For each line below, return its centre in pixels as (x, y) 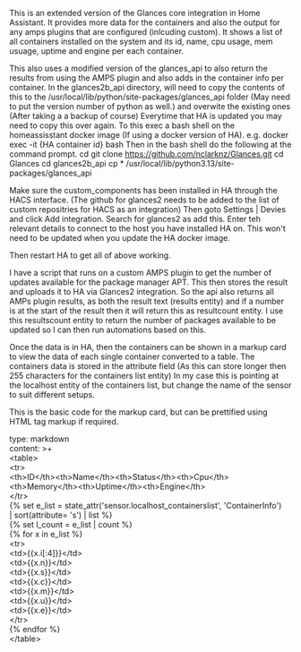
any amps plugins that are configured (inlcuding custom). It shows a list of (146, 32)
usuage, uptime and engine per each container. (96, 51)
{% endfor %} (35, 629)
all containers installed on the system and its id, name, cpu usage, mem (141, 41)
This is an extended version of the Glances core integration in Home (135, 13)
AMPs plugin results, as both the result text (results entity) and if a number (147, 301)
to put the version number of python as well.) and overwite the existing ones (150, 106)
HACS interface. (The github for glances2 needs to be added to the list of (144, 200)
